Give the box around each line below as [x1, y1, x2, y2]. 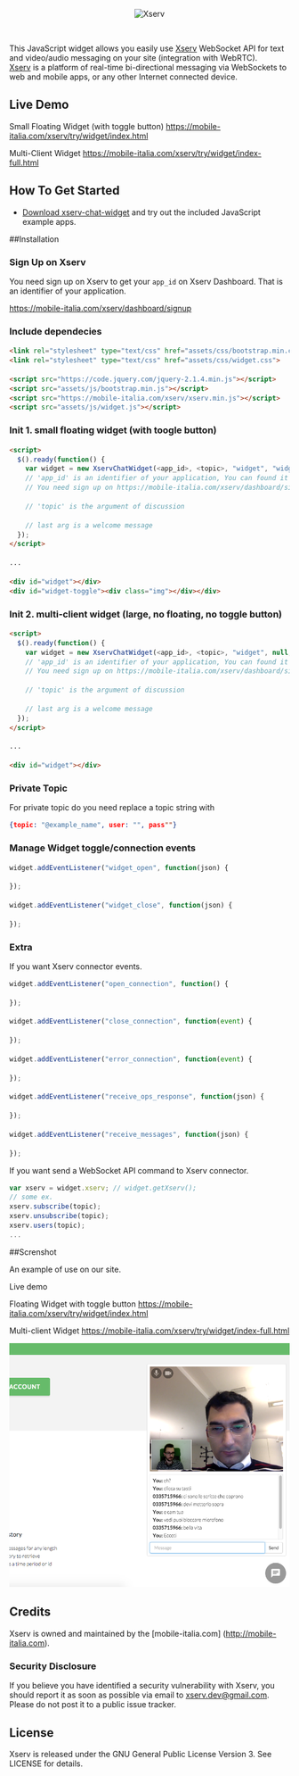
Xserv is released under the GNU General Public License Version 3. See [9, 1748, 272, 1759]
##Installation [9, 233, 60, 245]
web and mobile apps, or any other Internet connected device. [9, 71, 238, 82]
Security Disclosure [9, 1660, 97, 1672]
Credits [9, 1605, 52, 1620]
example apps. [21, 216, 77, 227]
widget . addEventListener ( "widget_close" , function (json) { [9, 901, 233, 910]
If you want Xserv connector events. [9, 960, 142, 972]
